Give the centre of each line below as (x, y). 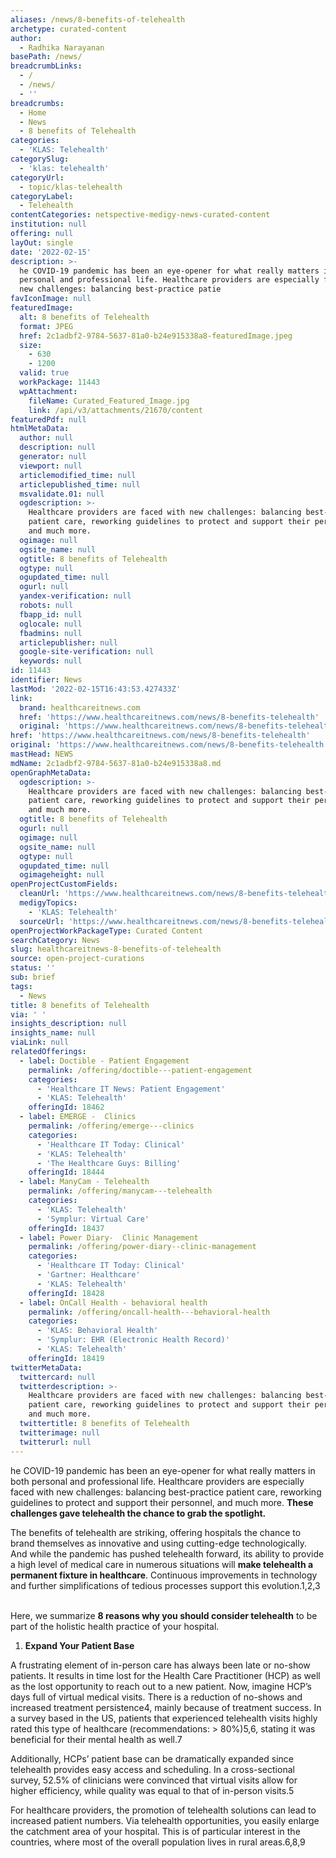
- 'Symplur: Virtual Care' (93, 1219)
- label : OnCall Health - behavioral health (113, 1302)
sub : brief (33, 977)
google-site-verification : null (87, 652)
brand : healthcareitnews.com (80, 707)
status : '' (33, 968)
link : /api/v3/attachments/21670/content (115, 410)
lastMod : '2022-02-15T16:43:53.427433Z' (96, 689)
